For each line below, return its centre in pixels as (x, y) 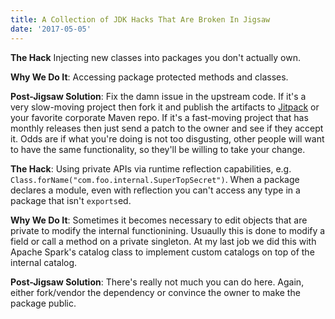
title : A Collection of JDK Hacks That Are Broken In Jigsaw (140, 19)
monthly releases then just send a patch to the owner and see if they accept (167, 128)
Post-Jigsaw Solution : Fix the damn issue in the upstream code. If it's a (158, 96)
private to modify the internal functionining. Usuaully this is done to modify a (168, 230)
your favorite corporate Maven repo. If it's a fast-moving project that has (159, 117)
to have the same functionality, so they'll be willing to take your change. (158, 149)
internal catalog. (44, 262)
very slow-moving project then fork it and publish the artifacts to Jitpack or (165, 107)
